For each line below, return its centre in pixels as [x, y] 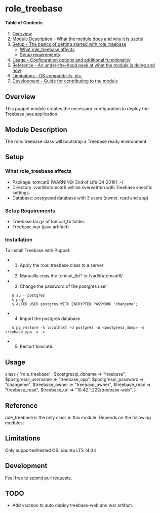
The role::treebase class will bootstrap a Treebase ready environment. [77, 141]
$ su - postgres [28, 296]
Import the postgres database [50, 319]
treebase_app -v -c [25, 332]
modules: [15, 423]
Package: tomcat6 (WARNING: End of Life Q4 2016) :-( [68, 182]
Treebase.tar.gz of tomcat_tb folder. [49, 222]
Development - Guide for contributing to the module [65, 81]
